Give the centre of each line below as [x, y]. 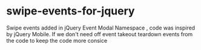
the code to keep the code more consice [57, 40]
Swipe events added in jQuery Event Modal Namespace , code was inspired [101, 28]
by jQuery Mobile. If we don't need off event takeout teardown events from [100, 34]
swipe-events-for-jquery [71, 11]
